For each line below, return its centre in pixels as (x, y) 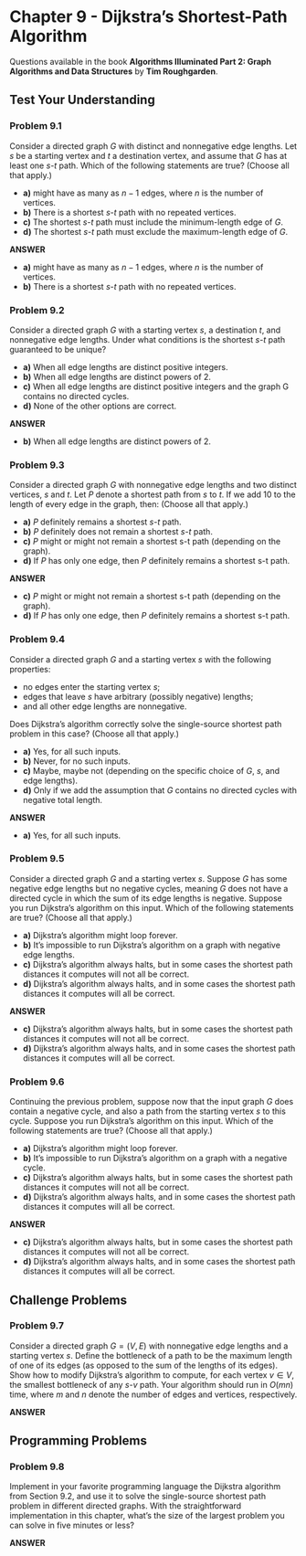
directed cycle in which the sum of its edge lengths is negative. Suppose (146, 898)
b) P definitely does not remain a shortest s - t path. (117, 532)
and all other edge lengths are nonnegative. (105, 706)
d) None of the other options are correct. (100, 406)
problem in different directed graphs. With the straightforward (126, 1506)
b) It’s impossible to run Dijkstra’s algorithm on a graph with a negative (155, 1159)
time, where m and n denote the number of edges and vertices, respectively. (153, 1394)
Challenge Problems (69, 1300)
